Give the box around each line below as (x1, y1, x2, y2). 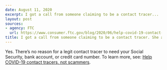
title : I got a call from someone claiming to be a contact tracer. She (5, 35, 159, 40)
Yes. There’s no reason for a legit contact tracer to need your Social (5, 48, 144, 55)
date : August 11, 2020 (5, 7, 52, 12)
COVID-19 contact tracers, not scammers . (5, 59, 91, 65)
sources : (5, 21, 23, 26)
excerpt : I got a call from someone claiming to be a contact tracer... (5, 12, 159, 17)
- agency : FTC (5, 26, 35, 31)
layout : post (5, 16, 32, 21)
